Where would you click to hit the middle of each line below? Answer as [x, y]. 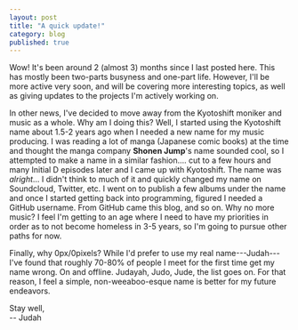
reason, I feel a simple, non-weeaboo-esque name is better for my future [143, 282]
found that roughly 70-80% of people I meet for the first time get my [150, 262]
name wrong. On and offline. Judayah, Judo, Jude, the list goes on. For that [148, 272]
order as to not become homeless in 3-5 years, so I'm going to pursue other [148, 227]
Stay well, [27, 309]
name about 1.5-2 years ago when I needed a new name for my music [137, 132]
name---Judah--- [248, 254]
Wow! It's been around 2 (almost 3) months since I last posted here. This [142, 68]
